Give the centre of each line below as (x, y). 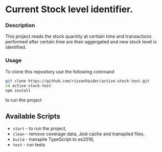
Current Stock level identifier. (69, 9)
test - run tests (29, 145)
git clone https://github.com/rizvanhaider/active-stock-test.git (77, 81)
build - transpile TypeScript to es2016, (53, 139)
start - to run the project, (40, 129)
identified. (16, 47)
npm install (18, 90)
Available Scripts (33, 116)
